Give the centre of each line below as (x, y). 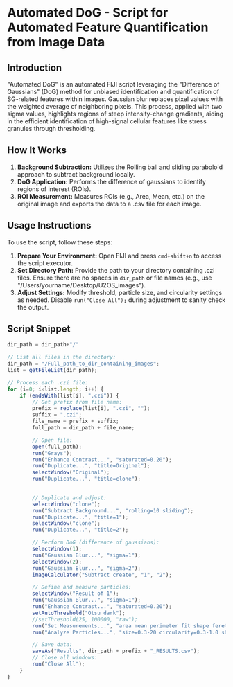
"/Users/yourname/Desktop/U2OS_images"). (81, 285)
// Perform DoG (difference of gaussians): (96, 543)
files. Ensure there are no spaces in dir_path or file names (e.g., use (114, 278)
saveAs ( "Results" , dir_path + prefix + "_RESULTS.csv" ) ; (116, 651)
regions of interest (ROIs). (54, 189)
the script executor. (45, 263)
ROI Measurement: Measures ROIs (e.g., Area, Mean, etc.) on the (111, 196)
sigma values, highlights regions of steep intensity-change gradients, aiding (115, 114)
